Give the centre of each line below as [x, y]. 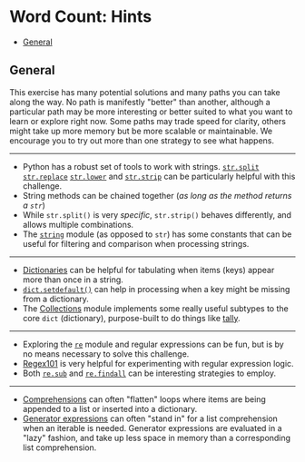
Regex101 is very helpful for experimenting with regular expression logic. [158, 363]
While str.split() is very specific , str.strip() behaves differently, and [157, 214]
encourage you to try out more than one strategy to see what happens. [142, 140]
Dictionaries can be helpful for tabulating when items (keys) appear [148, 270]
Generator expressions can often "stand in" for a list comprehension [150, 418]
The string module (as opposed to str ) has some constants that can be [157, 234]
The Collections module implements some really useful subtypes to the [155, 308]
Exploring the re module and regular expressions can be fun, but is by [153, 344]
